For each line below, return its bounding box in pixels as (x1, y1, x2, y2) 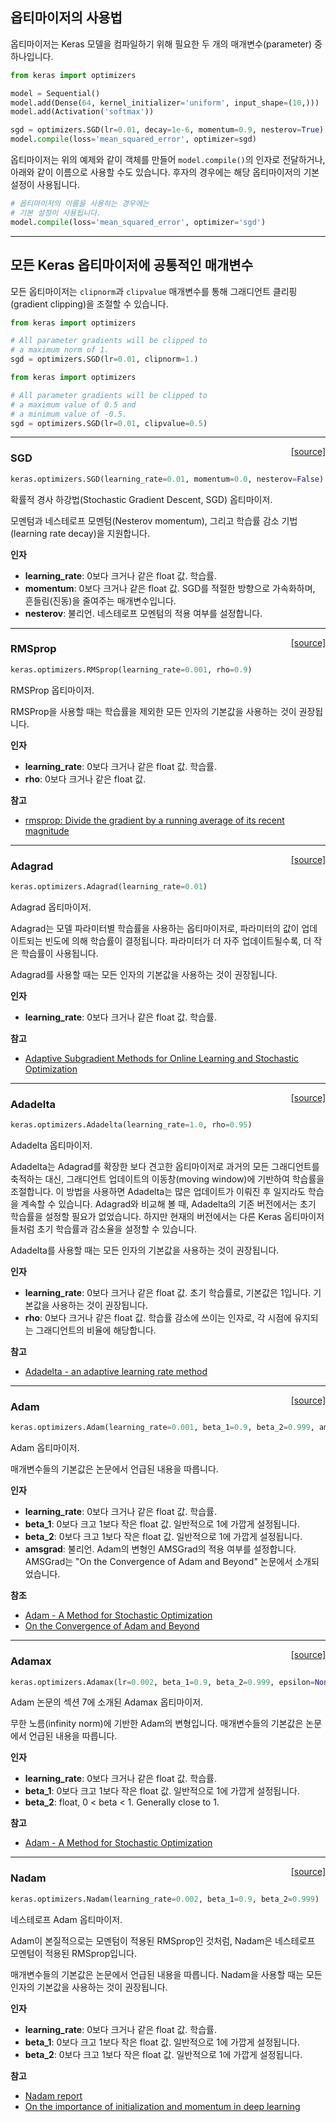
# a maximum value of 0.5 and (10, 399, 137, 410)
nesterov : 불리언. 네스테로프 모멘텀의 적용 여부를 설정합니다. (24, 607, 263, 619)
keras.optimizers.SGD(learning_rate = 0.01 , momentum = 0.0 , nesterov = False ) (10, 474, 325, 484)
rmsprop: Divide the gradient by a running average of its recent (24, 814, 285, 826)
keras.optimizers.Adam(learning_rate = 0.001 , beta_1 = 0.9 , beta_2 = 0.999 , (10, 1423, 315, 1433)
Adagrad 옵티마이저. (10, 901, 92, 913)
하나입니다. (10, 50, 54, 62)
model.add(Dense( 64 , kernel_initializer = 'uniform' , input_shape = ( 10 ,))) (10, 98, 320, 108)
